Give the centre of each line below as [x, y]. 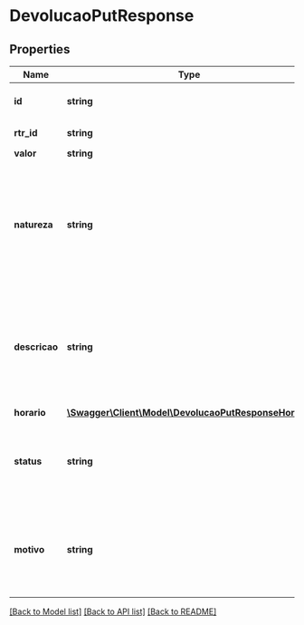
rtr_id [26, 133]
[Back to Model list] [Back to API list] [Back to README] [113, 611]
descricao [36, 347]
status [28, 461]
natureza [33, 225]
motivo [29, 549]
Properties [40, 49]
